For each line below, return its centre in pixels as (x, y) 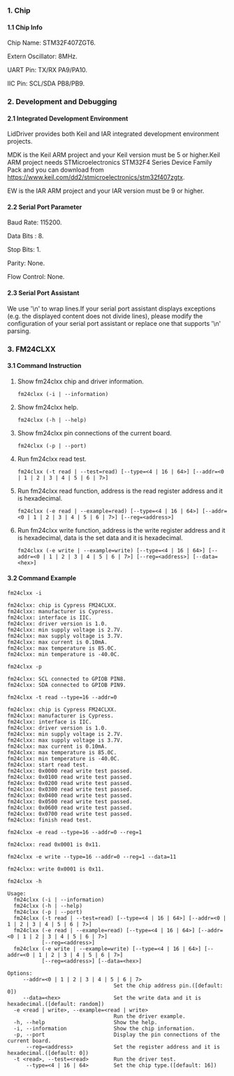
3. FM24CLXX (31, 349)
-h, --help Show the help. (86, 1022)
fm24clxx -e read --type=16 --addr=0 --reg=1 (74, 832)
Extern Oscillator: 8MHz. (43, 56)
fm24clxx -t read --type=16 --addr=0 (62, 697)
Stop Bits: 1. (24, 250)
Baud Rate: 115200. (35, 222)
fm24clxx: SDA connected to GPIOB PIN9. (67, 685)
